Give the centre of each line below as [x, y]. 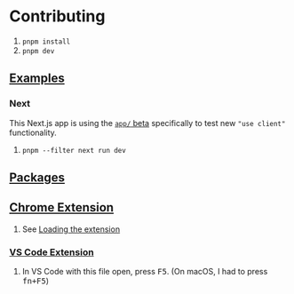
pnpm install [46, 42]
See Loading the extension [71, 229]
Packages [37, 178]
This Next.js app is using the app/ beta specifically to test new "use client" [147, 123]
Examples [37, 79]
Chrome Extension [61, 207]
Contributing [57, 16]
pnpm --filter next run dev [74, 150]
